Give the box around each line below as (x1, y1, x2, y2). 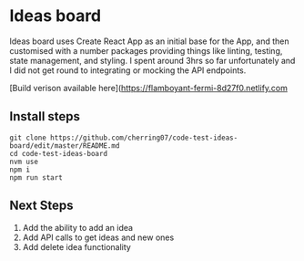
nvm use (9, 157, 39, 166)
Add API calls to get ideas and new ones (22, 232, 175, 243)
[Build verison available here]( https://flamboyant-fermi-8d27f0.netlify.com (9, 82, 289, 93)
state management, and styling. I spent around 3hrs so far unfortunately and (9, 55, 296, 66)
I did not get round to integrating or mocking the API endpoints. (9, 65, 247, 76)
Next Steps (9, 198, 74, 214)
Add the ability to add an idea (22, 222, 134, 233)
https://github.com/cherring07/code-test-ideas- (49, 133, 238, 142)
